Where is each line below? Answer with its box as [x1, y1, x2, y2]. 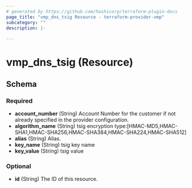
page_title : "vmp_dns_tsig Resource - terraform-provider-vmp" [6, 14, 165, 20]
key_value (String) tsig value [14, 147, 84, 155]
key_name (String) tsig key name [14, 142, 95, 148]
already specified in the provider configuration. [14, 116, 129, 123]
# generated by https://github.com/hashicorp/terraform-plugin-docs [6, 8, 178, 15]
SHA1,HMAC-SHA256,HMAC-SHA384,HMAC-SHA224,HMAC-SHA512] [14, 129, 187, 136]
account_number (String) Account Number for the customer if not [14, 110, 176, 117]
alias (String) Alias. [14, 135, 61, 142]
